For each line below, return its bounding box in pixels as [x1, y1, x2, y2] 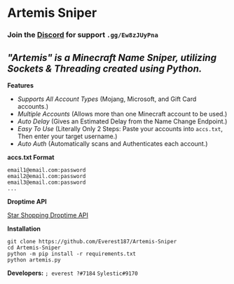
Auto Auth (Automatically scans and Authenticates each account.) [17, 139, 208, 148]
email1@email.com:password [7, 166, 86, 173]
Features [7, 81, 34, 89]
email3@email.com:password [7, 179, 86, 186]
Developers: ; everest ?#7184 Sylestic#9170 [7, 269, 138, 277]
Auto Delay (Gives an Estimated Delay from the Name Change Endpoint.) [17, 117, 228, 126]
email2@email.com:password [7, 173, 86, 180]
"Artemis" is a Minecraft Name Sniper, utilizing [7, 51, 217, 64]
